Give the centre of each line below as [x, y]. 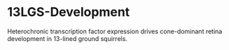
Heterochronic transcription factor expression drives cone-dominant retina [115, 31]
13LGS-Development [69, 12]
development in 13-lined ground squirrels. [68, 38]
